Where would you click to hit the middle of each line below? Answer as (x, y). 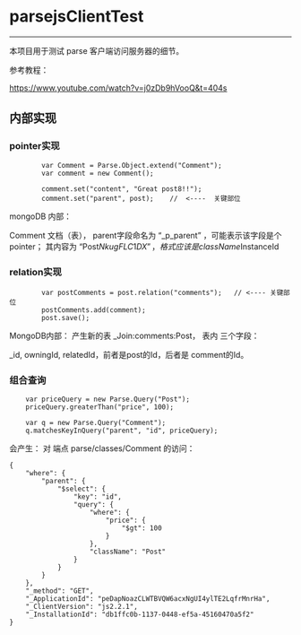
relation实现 (36, 272)
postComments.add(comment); (94, 310)
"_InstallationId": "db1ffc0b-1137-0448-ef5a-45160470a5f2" (140, 615)
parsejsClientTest (77, 17)
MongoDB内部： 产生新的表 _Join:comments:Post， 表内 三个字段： (134, 335)
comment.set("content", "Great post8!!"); (122, 189)
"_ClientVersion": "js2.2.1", (82, 607)
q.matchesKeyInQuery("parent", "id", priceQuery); (122, 431)
